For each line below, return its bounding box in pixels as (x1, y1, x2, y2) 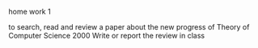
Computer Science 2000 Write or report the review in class (8, 31, 205, 40)
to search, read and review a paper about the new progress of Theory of (8, 22, 250, 31)
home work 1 (8, 7, 51, 16)
